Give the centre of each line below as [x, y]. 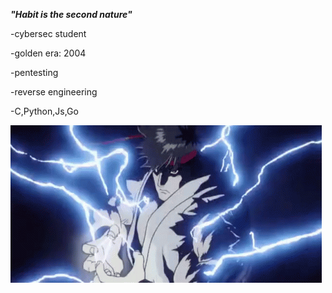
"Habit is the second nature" [71, 14]
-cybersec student [48, 33]
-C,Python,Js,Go [44, 111]
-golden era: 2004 [48, 53]
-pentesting [34, 72]
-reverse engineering [54, 92]
